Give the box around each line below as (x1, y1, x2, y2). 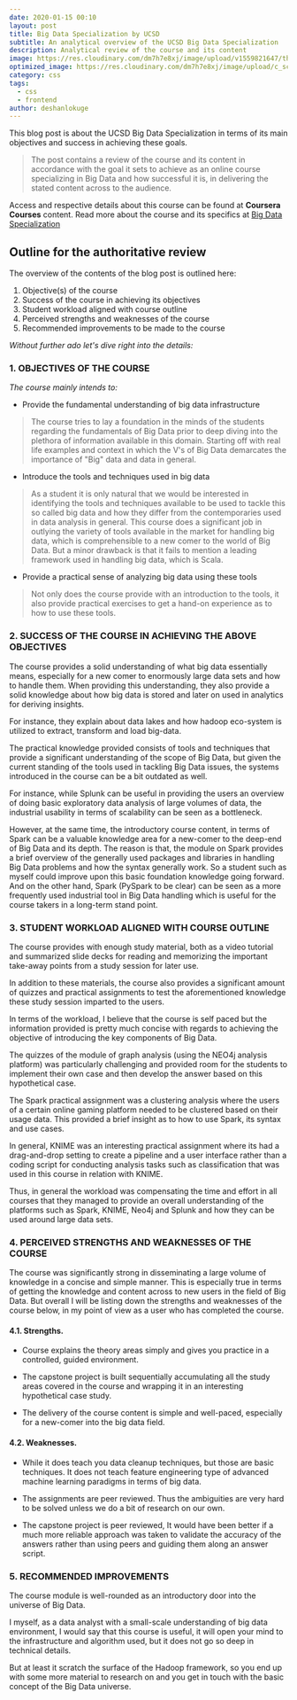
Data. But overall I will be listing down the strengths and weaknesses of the (9, 1296, 283, 1306)
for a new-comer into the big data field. (21, 1417, 165, 1428)
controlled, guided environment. (21, 1354, 139, 1365)
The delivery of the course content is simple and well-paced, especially (21, 1408, 283, 1418)
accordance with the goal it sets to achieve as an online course (30, 164, 261, 175)
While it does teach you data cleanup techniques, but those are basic (21, 1457, 275, 1468)
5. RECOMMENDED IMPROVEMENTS (9, 1570, 170, 1582)
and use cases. (9, 1123, 65, 1134)
